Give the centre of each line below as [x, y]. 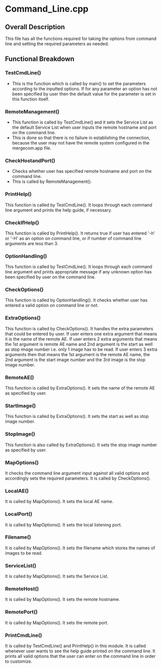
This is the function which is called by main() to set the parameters [79, 83]
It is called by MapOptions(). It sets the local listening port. [63, 524]
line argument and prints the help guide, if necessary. [58, 210]
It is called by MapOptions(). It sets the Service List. [57, 576]
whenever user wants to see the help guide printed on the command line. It [80, 651]
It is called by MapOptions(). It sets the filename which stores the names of [80, 548]
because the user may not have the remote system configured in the [81, 143]
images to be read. [24, 553]
